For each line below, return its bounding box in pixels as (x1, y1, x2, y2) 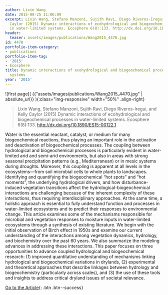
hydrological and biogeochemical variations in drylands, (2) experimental (5, 258, 155, 265)
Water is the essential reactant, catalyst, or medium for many (5, 131, 131, 137)
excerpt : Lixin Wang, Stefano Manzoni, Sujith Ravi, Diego (5, 16, 131, 21)
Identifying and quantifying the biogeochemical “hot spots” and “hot (5, 173, 146, 180)
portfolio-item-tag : (5, 53, 48, 59)
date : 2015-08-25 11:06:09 (5, 12, 61, 17)
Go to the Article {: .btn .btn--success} (5, 284, 83, 290)
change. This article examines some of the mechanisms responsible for (5, 211, 152, 217)
